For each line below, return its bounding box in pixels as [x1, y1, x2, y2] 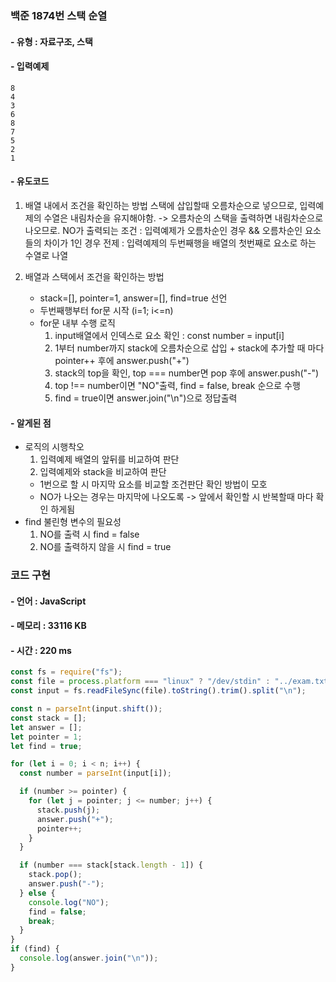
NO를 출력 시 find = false [39, 528, 140, 541]
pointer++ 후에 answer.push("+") [54, 354, 190, 366]
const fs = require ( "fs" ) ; [10, 667, 123, 677]
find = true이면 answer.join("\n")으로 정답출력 [54, 392, 238, 404]
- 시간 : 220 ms [10, 644, 72, 656]
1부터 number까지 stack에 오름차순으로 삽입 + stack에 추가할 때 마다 [54, 342, 325, 354]
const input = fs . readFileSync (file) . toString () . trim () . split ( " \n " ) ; [10, 686, 307, 696]
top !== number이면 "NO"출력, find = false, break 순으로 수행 [54, 379, 301, 391]
